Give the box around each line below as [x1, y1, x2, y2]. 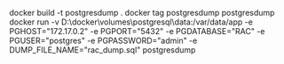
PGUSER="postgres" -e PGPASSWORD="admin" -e [9, 35, 198, 46]
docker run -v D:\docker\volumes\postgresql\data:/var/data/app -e [9, 17, 253, 27]
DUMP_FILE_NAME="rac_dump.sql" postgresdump [9, 45, 196, 55]
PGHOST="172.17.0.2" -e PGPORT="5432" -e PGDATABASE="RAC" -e [9, 26, 265, 36]
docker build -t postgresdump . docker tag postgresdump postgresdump [9, 8, 275, 18]
